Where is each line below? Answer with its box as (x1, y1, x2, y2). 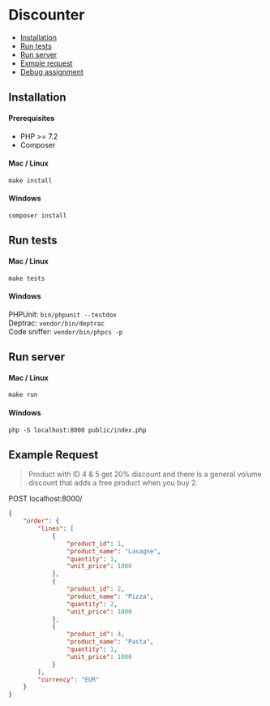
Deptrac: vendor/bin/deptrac (8, 318, 105, 328)
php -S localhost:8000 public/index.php (8, 426, 148, 434)
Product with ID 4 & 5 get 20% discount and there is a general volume (28, 469, 262, 480)
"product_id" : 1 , (66, 540, 126, 548)
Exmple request (19, 58, 73, 68)
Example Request (8, 448, 99, 462)
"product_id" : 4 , (66, 631, 126, 639)
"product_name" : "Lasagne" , (66, 547, 161, 555)
